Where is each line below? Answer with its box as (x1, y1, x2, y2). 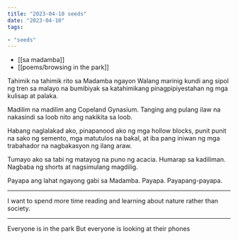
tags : (7, 23, 23, 30)
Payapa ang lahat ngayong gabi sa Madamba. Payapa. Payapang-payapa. (7, 176, 223, 185)
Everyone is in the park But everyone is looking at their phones (7, 224, 191, 233)
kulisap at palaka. (7, 92, 59, 100)
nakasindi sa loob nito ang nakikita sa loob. (7, 113, 133, 121)
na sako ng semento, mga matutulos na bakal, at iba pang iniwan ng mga (7, 134, 220, 143)
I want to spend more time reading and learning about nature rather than (7, 197, 218, 205)
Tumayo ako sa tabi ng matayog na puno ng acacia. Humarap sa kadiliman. (7, 155, 226, 164)
